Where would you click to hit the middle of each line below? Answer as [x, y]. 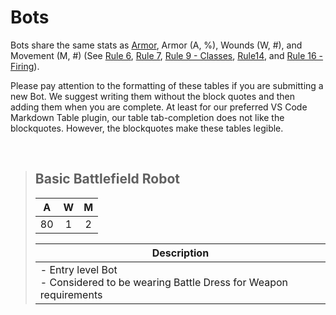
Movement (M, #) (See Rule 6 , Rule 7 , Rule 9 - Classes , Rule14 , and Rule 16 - [167, 55]
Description [180, 253]
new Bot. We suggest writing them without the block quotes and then [152, 96]
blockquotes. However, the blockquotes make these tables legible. [147, 128]
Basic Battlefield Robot [107, 179]
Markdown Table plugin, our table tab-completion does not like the [147, 117]
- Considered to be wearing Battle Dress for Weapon [163, 282]
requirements [71, 294]
